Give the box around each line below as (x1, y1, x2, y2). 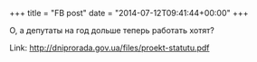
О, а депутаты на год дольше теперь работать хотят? (9, 25, 214, 35)
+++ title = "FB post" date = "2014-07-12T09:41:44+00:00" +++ (9, 8, 249, 18)
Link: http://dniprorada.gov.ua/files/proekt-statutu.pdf (9, 42, 210, 53)
